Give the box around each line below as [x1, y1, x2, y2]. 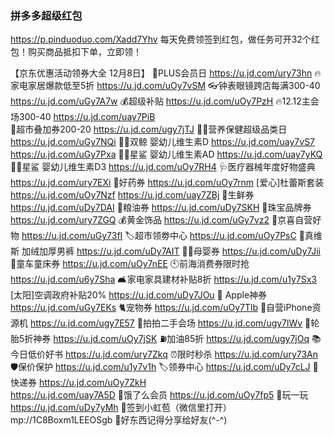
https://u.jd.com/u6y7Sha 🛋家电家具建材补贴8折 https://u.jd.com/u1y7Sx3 [10, 273, 318, 286]
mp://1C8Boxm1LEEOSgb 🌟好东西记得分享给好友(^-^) [10, 414, 228, 426]
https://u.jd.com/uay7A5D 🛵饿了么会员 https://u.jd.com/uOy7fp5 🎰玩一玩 [10, 389, 309, 401]
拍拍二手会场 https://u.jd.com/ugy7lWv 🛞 [142, 317, 312, 329]
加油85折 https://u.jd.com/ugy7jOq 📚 [166, 333, 322, 345]
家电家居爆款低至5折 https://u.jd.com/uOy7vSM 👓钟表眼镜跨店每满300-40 [10, 80, 321, 92]
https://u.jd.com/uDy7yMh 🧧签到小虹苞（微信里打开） [10, 402, 232, 414]
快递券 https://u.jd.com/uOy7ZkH [10, 377, 147, 389]
